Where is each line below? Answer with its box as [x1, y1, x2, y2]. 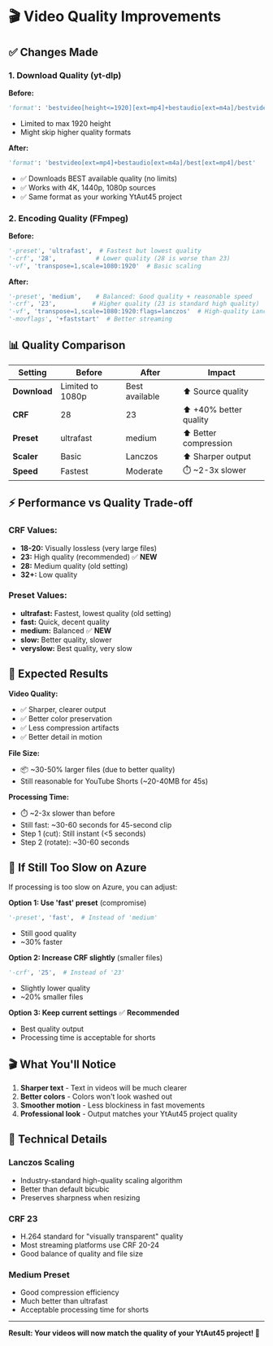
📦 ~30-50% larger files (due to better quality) [19, 764, 175, 774]
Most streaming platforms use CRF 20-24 [19, 1240, 160, 1250]
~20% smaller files [19, 992, 84, 1002]
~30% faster [19, 937, 63, 947]
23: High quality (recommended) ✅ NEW [19, 552, 158, 562]
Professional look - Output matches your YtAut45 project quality [19, 1109, 238, 1119]
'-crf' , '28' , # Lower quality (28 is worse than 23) [8, 254, 231, 262]
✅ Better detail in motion [19, 732, 103, 741]
